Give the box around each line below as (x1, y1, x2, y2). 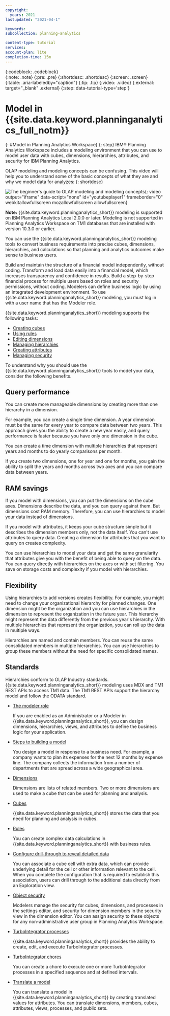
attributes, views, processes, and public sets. (12, 1005, 108, 1011)
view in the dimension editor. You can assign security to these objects (12, 913, 159, 919)
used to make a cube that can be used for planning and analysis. (12, 790, 149, 796)
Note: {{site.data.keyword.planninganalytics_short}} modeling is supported (5, 209, 163, 215)
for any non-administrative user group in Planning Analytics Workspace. (12, 918, 164, 924)
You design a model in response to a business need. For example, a (12, 748, 154, 755)
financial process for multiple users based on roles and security (5, 278, 139, 284)
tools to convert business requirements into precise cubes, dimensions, (5, 241, 155, 247)
